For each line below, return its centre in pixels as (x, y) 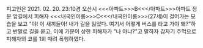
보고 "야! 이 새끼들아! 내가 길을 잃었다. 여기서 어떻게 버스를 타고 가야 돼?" (104, 24)
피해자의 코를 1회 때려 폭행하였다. (46, 39)
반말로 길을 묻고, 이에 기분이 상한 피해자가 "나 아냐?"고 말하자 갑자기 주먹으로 (105, 31)
